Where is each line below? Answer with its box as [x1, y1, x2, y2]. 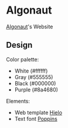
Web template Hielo [14, 109, 63, 116]
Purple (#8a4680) [14, 86, 59, 93]
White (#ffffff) [14, 67, 48, 74]
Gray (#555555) [14, 73, 53, 80]
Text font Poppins [14, 115, 57, 122]
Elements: [6, 97, 30, 104]
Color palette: [6, 55, 39, 63]
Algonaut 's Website [6, 23, 53, 30]
